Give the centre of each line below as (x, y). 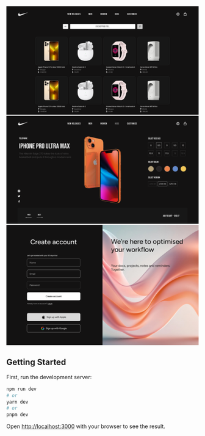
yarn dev (17, 402)
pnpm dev (17, 415)
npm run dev (21, 389)
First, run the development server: (49, 377)
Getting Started (36, 362)
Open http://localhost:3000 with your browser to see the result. (86, 426)
